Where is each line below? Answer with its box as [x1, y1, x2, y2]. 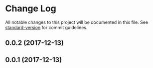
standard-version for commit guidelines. [5, 24, 88, 30]
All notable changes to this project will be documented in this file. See [5, 19, 149, 25]
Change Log [5, 3, 56, 14]
